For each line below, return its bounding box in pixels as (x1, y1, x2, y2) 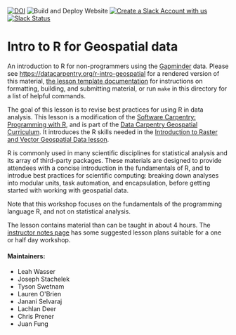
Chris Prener (17, 313, 55, 321)
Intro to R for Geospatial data (7, 39, 178, 55)
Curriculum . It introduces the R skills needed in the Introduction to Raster (7, 127, 218, 136)
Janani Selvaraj (17, 297, 63, 306)
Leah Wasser (17, 268, 56, 276)
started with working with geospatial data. (7, 186, 129, 195)
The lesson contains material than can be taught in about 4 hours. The (7, 221, 211, 229)
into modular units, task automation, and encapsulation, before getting (7, 178, 211, 187)
